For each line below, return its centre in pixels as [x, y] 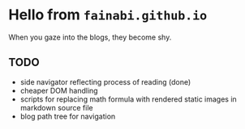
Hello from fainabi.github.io [108, 15]
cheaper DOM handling [59, 90]
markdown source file [56, 107]
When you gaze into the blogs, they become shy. [90, 37]
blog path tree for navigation [68, 116]
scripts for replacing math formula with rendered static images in [128, 99]
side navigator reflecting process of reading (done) [105, 81]
